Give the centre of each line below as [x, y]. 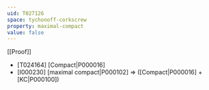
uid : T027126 [26, 13]
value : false [26, 32]
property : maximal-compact [45, 26]
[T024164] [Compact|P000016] [61, 65]
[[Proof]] [19, 52]
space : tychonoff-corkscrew [47, 20]
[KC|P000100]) [38, 80]
